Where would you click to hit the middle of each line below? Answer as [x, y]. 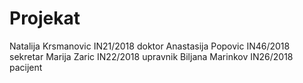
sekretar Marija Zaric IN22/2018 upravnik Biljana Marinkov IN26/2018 [151, 56]
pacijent [26, 67]
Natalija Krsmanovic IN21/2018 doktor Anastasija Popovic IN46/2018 [150, 46]
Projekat [45, 18]
